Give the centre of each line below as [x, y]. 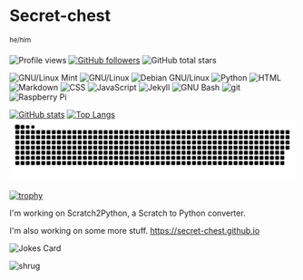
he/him [20, 40]
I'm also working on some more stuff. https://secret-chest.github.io [135, 231]
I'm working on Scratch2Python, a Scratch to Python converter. [128, 213]
